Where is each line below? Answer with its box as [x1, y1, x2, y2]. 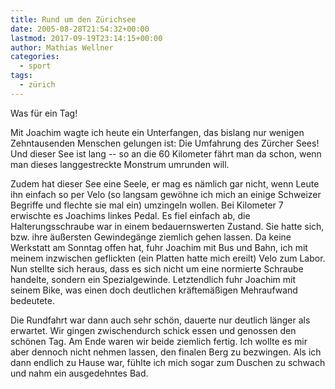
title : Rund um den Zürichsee [10, 14, 137, 25]
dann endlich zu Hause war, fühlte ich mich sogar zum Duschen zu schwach [10, 356, 326, 368]
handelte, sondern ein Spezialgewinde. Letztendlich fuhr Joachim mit [10, 273, 297, 285]
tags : [10, 71, 33, 81]
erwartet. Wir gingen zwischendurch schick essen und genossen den [10, 324, 297, 336]
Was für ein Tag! [10, 107, 78, 119]
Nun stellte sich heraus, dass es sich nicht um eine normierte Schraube [10, 262, 304, 275]
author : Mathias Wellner [10, 42, 114, 53]
